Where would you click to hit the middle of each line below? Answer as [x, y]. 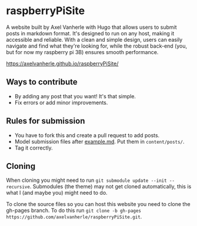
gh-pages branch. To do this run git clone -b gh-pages [74, 211]
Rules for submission [46, 121]
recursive [18, 187]
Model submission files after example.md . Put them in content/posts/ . [99, 141]
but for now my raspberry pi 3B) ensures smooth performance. [82, 52]
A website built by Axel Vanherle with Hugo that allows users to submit [92, 27]
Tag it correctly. [34, 148]
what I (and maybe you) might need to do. [57, 193]
